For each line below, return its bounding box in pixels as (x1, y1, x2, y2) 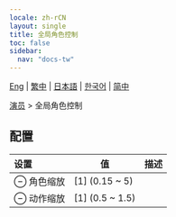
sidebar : (9, 47, 42, 56)
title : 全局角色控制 (9, 30, 79, 39)
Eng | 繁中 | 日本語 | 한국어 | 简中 (9, 81, 130, 91)
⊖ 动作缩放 (14, 192, 66, 204)
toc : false (9, 38, 51, 48)
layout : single (9, 22, 67, 31)
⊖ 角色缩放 (14, 175, 66, 187)
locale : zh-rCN (9, 13, 67, 23)
